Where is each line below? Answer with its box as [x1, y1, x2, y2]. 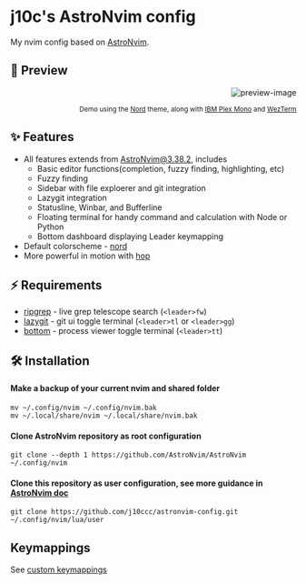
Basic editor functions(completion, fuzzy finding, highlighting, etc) [36, 163, 285, 174]
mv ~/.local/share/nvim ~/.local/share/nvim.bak [10, 411, 198, 420]
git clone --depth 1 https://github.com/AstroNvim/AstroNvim [10, 450, 247, 460]
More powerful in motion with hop [23, 250, 151, 261]
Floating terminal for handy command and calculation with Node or [36, 211, 288, 222]
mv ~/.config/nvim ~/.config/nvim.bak [10, 403, 157, 412]
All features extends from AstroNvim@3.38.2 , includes [23, 153, 228, 165]
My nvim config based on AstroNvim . [10, 36, 150, 47]
